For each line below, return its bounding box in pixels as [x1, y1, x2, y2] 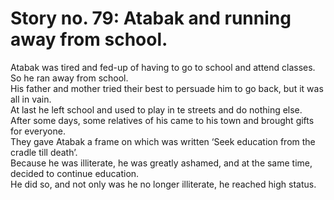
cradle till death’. [10, 146, 78, 158]
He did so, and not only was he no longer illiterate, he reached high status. [10, 178, 317, 190]
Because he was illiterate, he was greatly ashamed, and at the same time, [10, 157, 313, 169]
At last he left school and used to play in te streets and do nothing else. [10, 103, 303, 116]
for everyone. [10, 125, 66, 137]
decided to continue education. [10, 167, 140, 179]
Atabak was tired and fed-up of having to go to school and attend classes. [10, 61, 316, 73]
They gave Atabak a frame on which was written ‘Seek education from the [10, 135, 316, 147]
